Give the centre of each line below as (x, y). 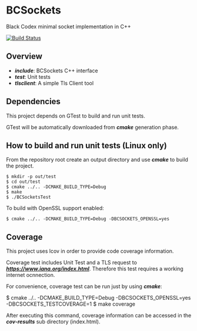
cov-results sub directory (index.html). (53, 322)
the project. (20, 166)
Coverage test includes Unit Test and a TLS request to (71, 263)
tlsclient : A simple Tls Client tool (54, 83)
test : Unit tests (33, 76)
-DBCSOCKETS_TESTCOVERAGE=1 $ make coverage (71, 304)
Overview (24, 56)
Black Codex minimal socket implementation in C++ (69, 26)
